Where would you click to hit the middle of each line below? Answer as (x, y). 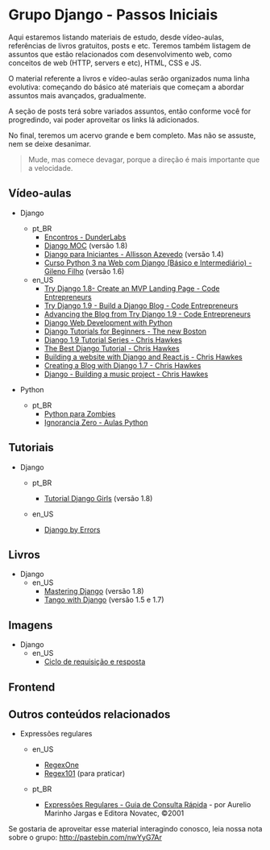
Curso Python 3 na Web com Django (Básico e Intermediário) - (148, 263)
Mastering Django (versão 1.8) (94, 591)
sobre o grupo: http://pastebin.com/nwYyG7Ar (85, 838)
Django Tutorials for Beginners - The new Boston (125, 331)
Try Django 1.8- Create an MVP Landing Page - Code (132, 288)
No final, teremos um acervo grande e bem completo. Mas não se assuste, (132, 135)
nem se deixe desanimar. (50, 143)
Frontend (32, 687)
